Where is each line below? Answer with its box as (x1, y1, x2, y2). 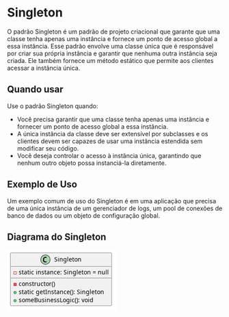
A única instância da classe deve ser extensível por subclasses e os (16, 129, 208, 138)
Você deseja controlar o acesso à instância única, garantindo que (16, 151, 202, 160)
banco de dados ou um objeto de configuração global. (7, 211, 161, 220)
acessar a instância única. (7, 64, 81, 72)
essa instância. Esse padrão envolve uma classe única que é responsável (7, 42, 214, 50)
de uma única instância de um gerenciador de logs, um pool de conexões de (7, 204, 223, 212)
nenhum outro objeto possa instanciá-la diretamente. (16, 159, 167, 167)
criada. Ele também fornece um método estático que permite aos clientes (7, 56, 214, 64)
